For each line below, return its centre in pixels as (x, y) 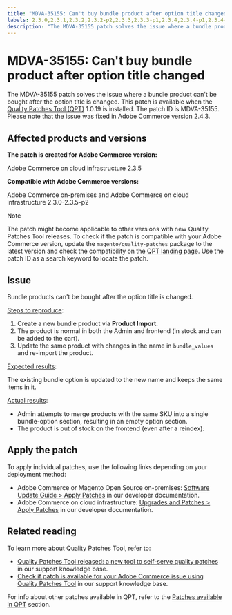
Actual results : (28, 400)
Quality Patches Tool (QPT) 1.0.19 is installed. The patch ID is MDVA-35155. (113, 109)
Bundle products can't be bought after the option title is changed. (100, 296)
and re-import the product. (55, 352)
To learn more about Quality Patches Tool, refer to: (79, 548)
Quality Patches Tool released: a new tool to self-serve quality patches (118, 561)
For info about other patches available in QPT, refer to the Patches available (115, 597)
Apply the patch (42, 450)
